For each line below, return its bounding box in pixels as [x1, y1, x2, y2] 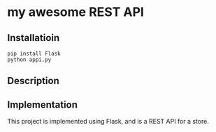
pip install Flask [7, 50, 61, 57]
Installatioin [7, 32, 60, 44]
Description [7, 75, 59, 87]
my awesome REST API [7, 4, 145, 20]
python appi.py [7, 56, 52, 63]
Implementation [7, 99, 78, 110]
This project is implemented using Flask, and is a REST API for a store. [7, 117, 210, 126]
